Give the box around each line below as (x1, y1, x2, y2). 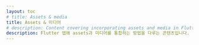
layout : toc (6, 8, 36, 15)
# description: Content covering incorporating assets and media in (6, 25, 179, 31)
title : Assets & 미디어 (6, 19, 61, 25)
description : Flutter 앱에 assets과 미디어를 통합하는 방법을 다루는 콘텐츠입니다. (6, 30, 190, 36)
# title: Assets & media (6, 14, 68, 20)
